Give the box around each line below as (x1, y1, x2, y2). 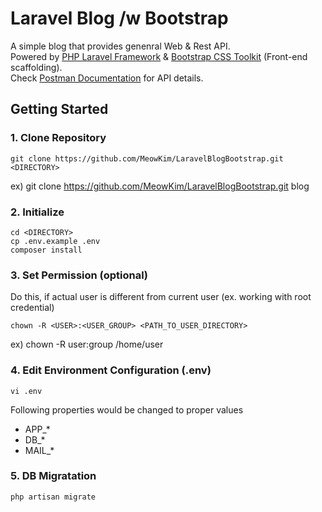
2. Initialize (10, 205, 65, 219)
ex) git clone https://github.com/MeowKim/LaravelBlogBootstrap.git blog (10, 180, 310, 192)
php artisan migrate (10, 492, 97, 502)
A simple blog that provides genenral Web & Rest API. (10, 40, 231, 52)
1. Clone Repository (10, 131, 107, 145)
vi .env (10, 386, 43, 396)
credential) (10, 302, 55, 314)
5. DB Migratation (10, 469, 97, 483)
